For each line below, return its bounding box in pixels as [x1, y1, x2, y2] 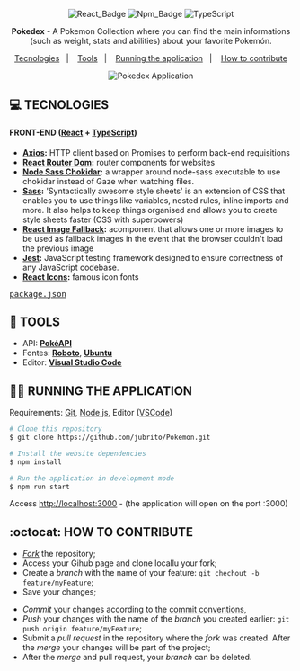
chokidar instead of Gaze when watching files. [22, 175, 195, 186]
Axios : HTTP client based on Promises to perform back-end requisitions [22, 147, 290, 157]
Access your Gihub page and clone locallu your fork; [22, 558, 217, 568]
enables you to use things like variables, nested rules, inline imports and [22, 194, 289, 206]
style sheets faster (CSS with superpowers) [22, 214, 184, 225]
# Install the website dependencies [9, 449, 146, 458]
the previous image [22, 243, 94, 254]
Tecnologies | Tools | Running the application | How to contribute [14, 53, 287, 63]
